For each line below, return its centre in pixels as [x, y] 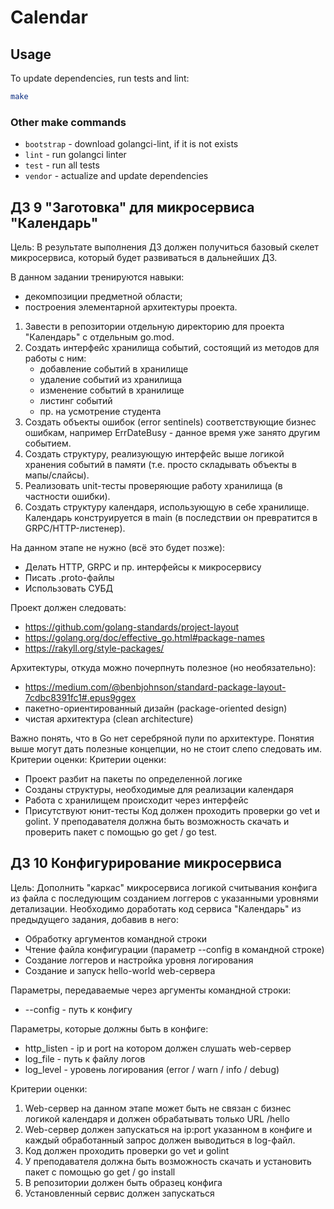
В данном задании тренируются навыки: [97, 277]
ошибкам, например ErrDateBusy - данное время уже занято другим [172, 432]
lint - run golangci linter [75, 155]
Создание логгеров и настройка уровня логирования [139, 960]
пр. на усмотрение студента [100, 411]
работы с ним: [55, 358]
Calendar [49, 17]
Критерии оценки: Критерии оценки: [88, 759]
